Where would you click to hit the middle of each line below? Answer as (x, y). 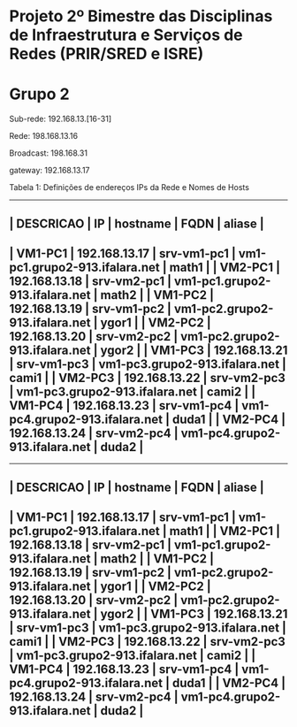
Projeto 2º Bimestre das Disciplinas (141, 16)
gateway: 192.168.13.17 (49, 171)
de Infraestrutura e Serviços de (126, 35)
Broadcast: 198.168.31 (49, 153)
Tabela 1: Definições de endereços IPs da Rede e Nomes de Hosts (129, 187)
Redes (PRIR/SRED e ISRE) (107, 54)
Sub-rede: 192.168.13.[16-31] (61, 119)
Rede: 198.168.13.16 (43, 136)
